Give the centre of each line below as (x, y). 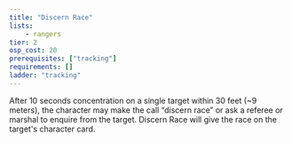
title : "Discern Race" (51, 17)
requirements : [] (41, 68)
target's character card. (52, 129)
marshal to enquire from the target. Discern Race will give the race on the (143, 119)
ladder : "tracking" (45, 75)
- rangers (43, 34)
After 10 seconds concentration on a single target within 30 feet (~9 (133, 100)
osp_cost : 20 (33, 51)
